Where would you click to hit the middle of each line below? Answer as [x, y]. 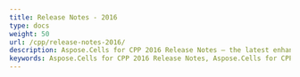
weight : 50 [29, 34]
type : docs [29, 26]
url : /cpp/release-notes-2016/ [67, 42]
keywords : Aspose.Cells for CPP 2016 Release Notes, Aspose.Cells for [143, 58]
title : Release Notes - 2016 [63, 17]
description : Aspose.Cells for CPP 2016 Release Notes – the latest [139, 50]
